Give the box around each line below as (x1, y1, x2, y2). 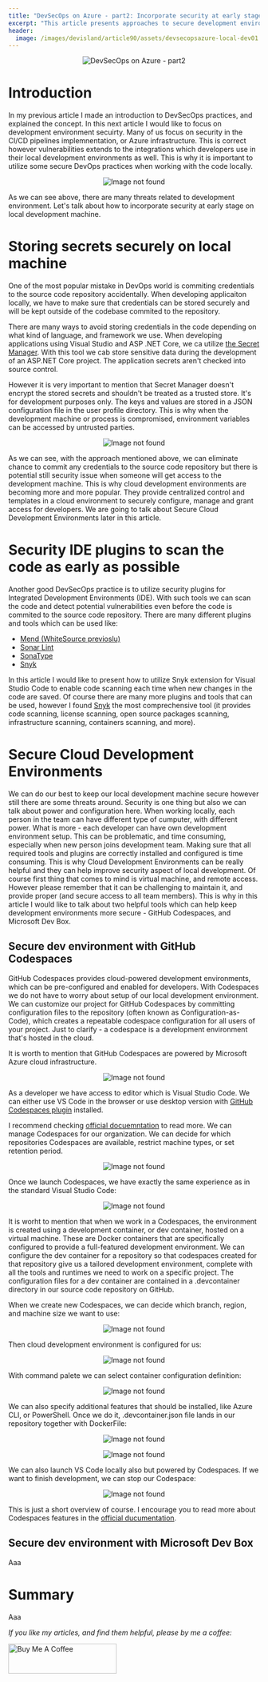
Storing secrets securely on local (8, 238, 231, 256)
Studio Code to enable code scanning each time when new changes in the (8, 683, 253, 693)
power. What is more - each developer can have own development (8, 823, 227, 832)
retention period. (8, 1146, 64, 1155)
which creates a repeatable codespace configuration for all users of (32, 1015, 255, 1025)
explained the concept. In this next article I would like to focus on (8, 119, 222, 129)
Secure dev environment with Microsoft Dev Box (8, 1536, 254, 1550)
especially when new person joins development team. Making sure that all (8, 840, 251, 849)
